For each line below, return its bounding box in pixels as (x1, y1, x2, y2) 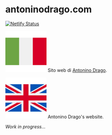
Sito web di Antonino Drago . (47, 67, 107, 73)
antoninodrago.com (5, 4, 92, 15)
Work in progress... (5, 123, 46, 129)
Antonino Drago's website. (47, 113, 104, 120)
